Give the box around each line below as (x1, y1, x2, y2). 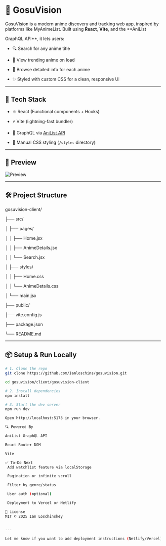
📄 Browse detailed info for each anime (12, 66, 90, 72)
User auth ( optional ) (7, 492, 52, 497)
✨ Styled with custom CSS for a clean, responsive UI (12, 76, 120, 82)
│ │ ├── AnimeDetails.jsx (5, 245, 58, 251)
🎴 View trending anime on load (12, 57, 75, 63)
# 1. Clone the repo (5, 366, 48, 371)
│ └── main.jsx (5, 293, 37, 298)
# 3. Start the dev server (5, 402, 61, 407)
